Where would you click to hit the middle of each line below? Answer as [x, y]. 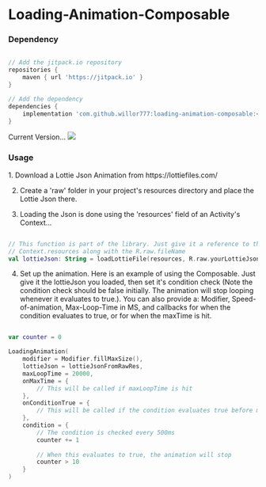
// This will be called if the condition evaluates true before [145, 411]
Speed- [244, 299]
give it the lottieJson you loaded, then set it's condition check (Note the [136, 282]
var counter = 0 [35, 337]
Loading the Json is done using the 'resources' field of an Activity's [130, 214]
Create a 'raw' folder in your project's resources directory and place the [137, 190]
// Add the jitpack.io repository [65, 63]
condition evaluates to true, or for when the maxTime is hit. [116, 316]
